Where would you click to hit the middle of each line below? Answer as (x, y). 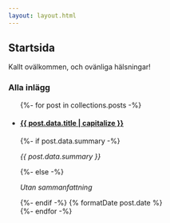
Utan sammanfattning (56, 187)
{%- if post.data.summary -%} (70, 141)
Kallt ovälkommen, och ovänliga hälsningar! (80, 67)
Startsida (32, 48)
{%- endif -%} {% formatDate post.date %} (91, 202)
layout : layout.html (43, 16)
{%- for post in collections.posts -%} (81, 105)
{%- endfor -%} (46, 211)
